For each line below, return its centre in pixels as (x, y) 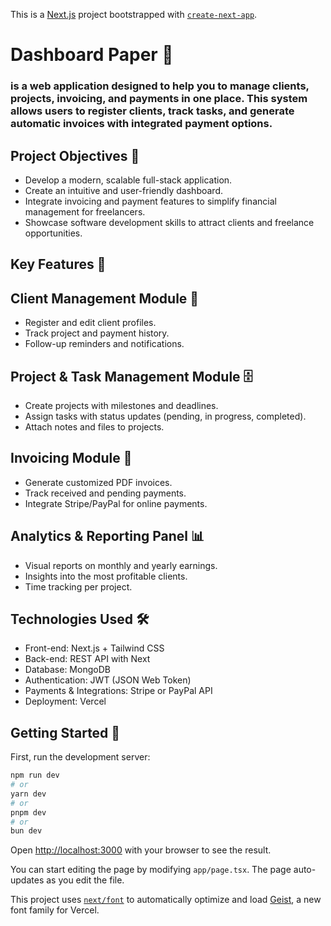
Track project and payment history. (97, 333)
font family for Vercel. (55, 910)
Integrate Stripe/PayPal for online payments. (116, 503)
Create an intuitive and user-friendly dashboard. (123, 190)
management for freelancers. (85, 211)
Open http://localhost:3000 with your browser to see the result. (141, 850)
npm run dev (35, 775)
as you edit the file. (85, 880)
